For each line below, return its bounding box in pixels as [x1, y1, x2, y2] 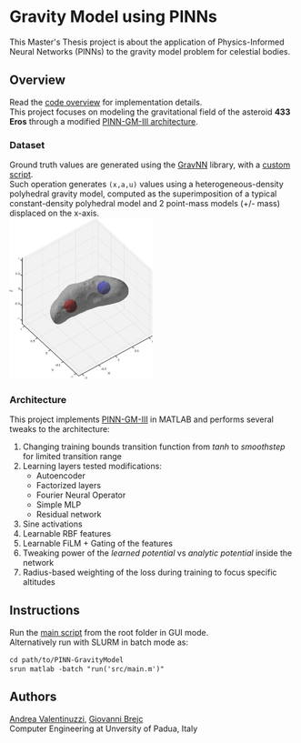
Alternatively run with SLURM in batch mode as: [9, 637, 189, 648]
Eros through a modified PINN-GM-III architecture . [9, 115, 198, 126]
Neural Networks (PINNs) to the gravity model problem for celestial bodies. [9, 45, 291, 56]
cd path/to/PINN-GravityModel [9, 655, 125, 665]
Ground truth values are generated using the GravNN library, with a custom [9, 159, 291, 170]
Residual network [35, 508, 102, 519]
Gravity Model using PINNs [9, 6, 218, 27]
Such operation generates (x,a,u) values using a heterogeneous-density [9, 179, 284, 190]
